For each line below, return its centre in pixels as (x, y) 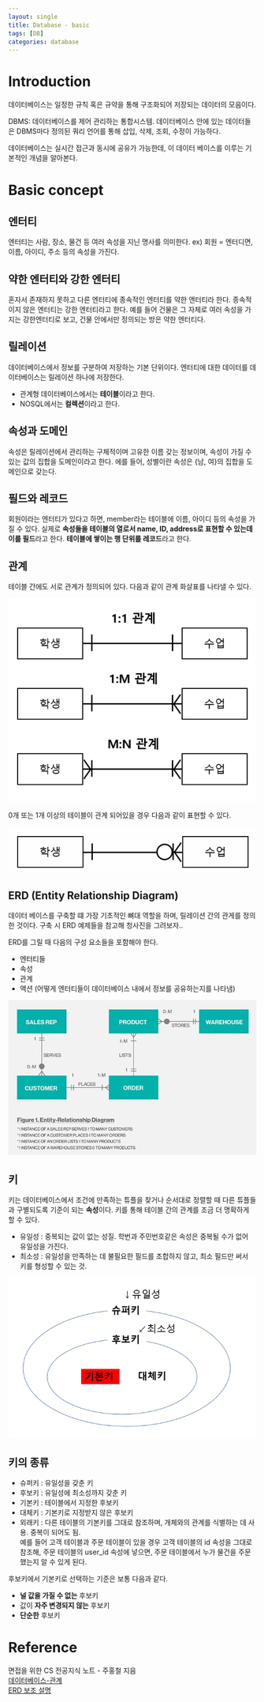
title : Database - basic (49, 25)
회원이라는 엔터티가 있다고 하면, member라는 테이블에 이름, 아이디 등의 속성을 (128, 519)
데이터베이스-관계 (35, 1681)
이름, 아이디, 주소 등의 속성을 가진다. (64, 252)
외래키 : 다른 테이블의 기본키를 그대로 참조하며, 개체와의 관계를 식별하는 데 (133, 1523)
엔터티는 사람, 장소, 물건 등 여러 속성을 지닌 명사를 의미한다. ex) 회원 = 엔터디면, (131, 242)
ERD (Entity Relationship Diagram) (93, 896)
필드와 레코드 (38, 499)
